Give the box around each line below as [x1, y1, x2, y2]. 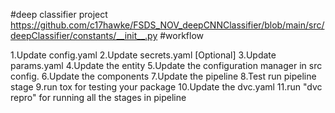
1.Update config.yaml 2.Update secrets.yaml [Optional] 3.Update [10, 49, 277, 61]
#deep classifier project [10, 9, 108, 20]
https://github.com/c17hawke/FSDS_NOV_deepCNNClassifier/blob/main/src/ [10, 19, 325, 31]
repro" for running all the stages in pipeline [10, 92, 187, 103]
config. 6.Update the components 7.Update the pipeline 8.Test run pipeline [10, 70, 317, 82]
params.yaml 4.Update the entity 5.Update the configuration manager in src [10, 60, 323, 71]
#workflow [159, 30, 205, 41]
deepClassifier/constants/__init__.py [10, 30, 158, 41]
